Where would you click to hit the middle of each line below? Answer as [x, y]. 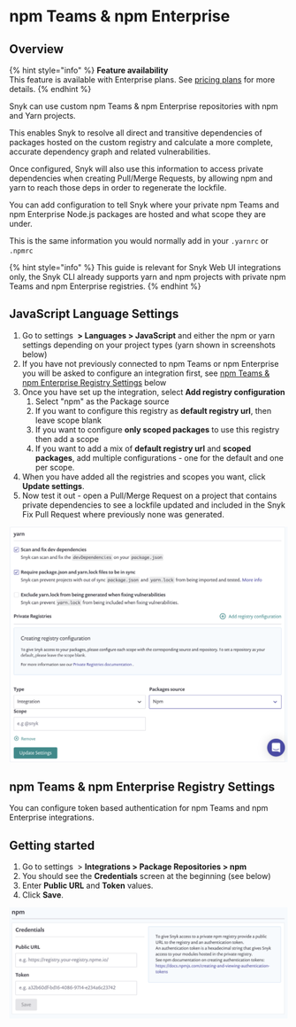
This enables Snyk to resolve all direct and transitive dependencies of [136, 133]
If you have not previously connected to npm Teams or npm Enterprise [150, 363]
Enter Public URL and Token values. [87, 886]
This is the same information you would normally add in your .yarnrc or [139, 241]
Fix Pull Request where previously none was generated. [123, 514]
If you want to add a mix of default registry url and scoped [143, 448]
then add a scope [67, 439]
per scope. [55, 467]
